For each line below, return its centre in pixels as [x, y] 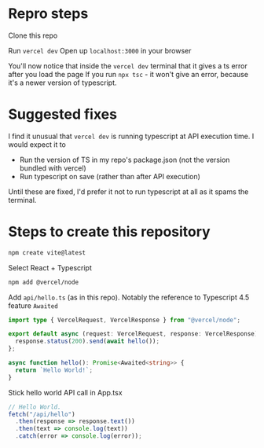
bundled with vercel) [53, 168]
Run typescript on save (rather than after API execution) [110, 176]
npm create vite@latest [47, 252]
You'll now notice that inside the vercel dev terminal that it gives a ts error [128, 66]
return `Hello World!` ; [54, 370]
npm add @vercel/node [44, 282]
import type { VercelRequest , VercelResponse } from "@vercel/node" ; [125, 320]
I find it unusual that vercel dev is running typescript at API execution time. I [131, 136]
